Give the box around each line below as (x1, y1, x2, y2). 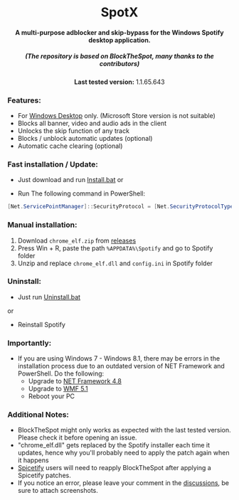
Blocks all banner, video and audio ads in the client (17, 119, 167, 128)
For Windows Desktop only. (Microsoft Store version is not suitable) (17, 112, 216, 120)
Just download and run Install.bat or (17, 176, 124, 184)
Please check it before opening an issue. (17, 433, 137, 442)
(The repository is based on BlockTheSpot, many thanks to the (24, 52, 215, 60)
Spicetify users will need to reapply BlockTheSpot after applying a (17, 464, 211, 472)
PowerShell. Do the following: (17, 369, 105, 378)
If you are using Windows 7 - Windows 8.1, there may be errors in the (17, 354, 221, 363)
